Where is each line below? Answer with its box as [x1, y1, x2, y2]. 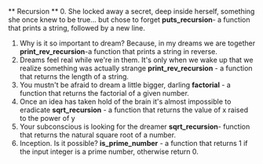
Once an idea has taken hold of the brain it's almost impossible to [19, 97, 232, 106]
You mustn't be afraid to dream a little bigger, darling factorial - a [19, 80, 232, 89]
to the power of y [19, 114, 76, 122]
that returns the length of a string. [19, 72, 130, 81]
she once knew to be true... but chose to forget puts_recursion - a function [8, 15, 250, 24]
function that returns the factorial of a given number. [19, 89, 190, 97]
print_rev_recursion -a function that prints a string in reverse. [19, 47, 218, 56]
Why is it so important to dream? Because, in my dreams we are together [19, 38, 256, 48]
